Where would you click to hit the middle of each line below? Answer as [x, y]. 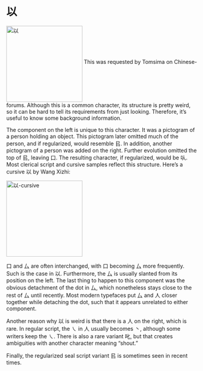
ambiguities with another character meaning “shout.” [72, 343]
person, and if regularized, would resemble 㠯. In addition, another [89, 144]
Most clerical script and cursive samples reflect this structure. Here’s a [95, 164]
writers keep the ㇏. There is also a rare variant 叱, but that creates [90, 336]
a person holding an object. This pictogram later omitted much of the [92, 136]
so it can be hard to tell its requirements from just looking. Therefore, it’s [96, 111]
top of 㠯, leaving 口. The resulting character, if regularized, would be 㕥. [97, 158]
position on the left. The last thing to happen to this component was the [96, 280]
